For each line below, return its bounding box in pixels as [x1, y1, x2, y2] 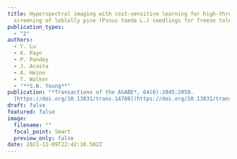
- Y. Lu [13, 43, 37, 50]
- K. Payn [13, 50, 42, 57]
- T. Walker [13, 75, 49, 83]
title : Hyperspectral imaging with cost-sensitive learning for [7, 10, 200, 18]
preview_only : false [13, 134, 74, 141]
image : [7, 115, 27, 122]
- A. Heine [13, 69, 46, 76]
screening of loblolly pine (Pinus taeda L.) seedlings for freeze [13, 17, 217, 24]
